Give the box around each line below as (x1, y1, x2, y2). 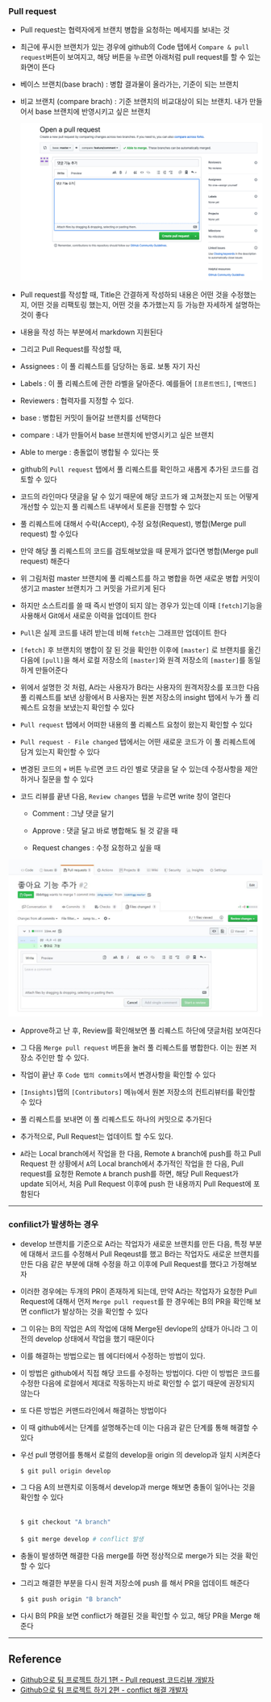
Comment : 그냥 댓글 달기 (31, 809, 115, 819)
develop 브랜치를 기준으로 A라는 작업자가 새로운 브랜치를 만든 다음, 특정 (19, 1239, 248, 1248)
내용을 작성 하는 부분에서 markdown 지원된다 (19, 327, 164, 337)
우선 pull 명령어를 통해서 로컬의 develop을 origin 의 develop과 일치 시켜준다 (19, 1449, 261, 1459)
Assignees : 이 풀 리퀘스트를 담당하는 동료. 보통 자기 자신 (19, 362, 201, 371)
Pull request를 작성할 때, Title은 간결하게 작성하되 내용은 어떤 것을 (19, 290, 229, 300)
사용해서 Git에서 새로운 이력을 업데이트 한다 (19, 611, 157, 621)
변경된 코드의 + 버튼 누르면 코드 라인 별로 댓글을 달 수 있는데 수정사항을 (19, 765, 244, 774)
